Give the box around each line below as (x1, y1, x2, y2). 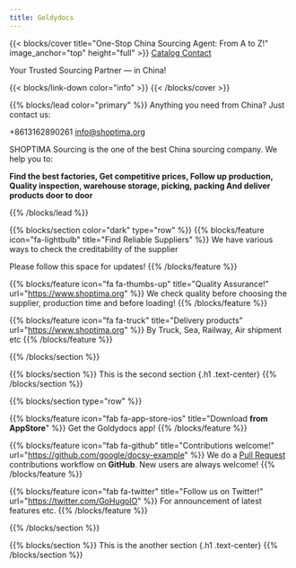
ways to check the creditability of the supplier (9, 243, 178, 254)
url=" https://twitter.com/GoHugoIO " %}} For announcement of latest (9, 495, 262, 506)
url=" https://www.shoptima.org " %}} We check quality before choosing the (9, 288, 287, 299)
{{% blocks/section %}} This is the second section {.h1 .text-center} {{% (9, 369, 277, 380)
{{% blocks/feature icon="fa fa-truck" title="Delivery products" (9, 315, 244, 326)
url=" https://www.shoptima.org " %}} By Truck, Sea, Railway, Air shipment (9, 324, 283, 335)
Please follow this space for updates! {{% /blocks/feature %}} (9, 261, 238, 272)
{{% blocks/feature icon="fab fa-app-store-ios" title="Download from (9, 413, 268, 424)
